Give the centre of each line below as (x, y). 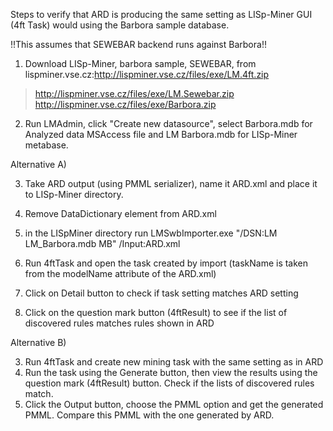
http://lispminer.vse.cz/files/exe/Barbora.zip (125, 104)
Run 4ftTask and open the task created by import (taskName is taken (166, 263)
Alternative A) (38, 164)
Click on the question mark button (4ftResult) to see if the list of (156, 312)
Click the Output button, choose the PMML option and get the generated (174, 404)
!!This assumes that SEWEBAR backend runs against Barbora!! (138, 44)
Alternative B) (38, 342)
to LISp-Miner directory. (74, 194)
